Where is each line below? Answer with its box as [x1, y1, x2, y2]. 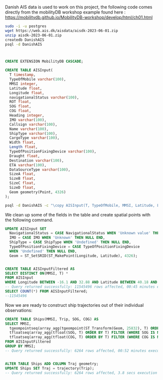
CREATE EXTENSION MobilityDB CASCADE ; [5, 59, 83, 64]
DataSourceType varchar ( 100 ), [9, 167, 70, 172]
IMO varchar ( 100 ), [9, 117, 47, 122]
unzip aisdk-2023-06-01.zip [5, 33, 62, 38]
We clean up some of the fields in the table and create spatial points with [5, 212, 151, 217]
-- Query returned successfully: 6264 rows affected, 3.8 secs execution [5, 370, 158, 375]
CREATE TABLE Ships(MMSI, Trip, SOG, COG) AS [5, 316, 98, 322]
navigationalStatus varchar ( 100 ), [9, 95, 79, 100]
